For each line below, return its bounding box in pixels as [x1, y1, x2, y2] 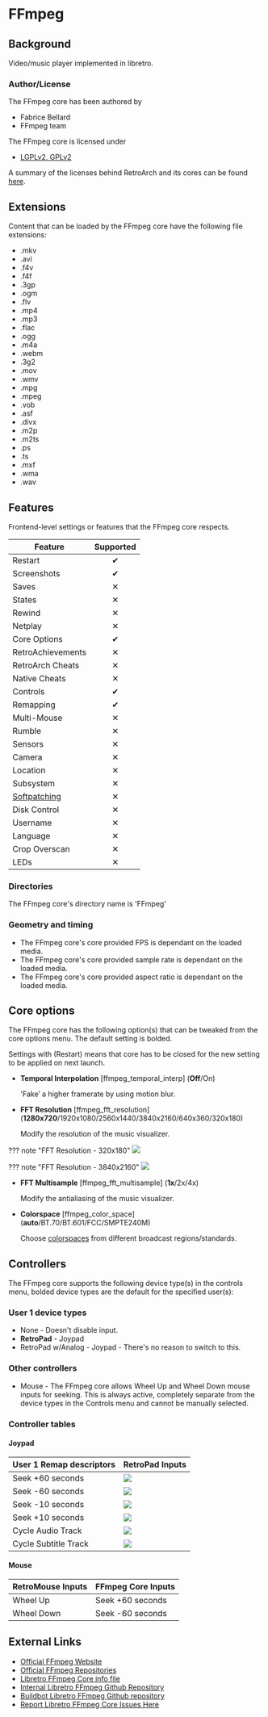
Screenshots [12, 567, 61, 579]
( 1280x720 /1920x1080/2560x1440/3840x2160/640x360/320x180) [19, 1113, 244, 1123]
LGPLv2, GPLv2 [19, 153, 72, 162]
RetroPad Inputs [123, 1459, 187, 1470]
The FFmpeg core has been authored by [8, 97, 143, 107]
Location [12, 764, 46, 776]
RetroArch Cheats [12, 660, 80, 671]
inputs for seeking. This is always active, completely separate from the [19, 1389, 256, 1399]
